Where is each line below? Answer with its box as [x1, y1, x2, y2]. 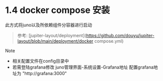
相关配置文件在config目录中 [12, 58, 69, 64]
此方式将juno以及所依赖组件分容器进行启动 [5, 22, 93, 28]
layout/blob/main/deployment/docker [17, 38, 94, 44]
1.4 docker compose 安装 [5, 4, 110, 16]
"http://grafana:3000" [22, 70, 67, 76]
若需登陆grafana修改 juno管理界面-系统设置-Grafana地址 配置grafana [12, 64, 154, 70]
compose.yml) [94, 38, 124, 44]
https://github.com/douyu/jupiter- [86, 32, 155, 38]
